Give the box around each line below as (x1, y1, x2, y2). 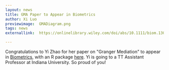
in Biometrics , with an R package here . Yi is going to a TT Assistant (5, 54, 144, 60)
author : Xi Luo (5, 16, 37, 21)
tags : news (5, 26, 28, 31)
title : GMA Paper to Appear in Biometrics (5, 12, 96, 17)
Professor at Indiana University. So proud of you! (5, 59, 106, 65)
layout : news (5, 7, 33, 12)
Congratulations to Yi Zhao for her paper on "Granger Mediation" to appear (5, 48, 161, 54)
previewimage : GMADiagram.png (5, 21, 71, 26)
